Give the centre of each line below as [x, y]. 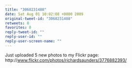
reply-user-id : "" [24, 37]
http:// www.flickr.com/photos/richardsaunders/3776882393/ [66, 60]
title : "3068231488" [26, 9]
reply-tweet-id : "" [25, 32]
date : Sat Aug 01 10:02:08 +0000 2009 [44, 14]
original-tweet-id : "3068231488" [39, 18]
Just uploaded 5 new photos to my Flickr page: [52, 55]
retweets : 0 [17, 23]
